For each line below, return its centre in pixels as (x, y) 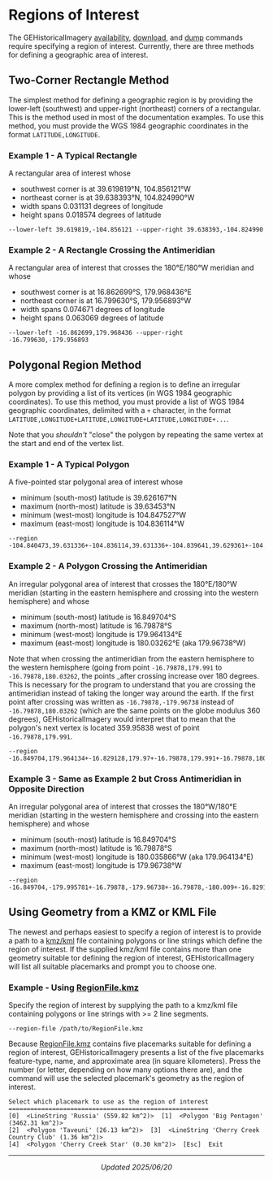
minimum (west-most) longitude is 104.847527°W (103, 515)
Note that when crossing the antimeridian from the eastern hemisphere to (131, 658)
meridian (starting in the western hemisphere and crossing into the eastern (134, 815)
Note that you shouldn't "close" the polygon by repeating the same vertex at (136, 435)
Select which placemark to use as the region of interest (108, 1102)
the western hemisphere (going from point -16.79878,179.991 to (115, 667)
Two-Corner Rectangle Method (89, 80)
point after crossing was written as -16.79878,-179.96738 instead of (121, 701)
